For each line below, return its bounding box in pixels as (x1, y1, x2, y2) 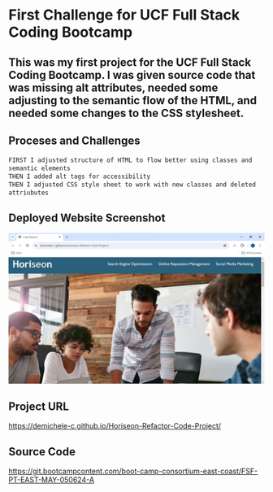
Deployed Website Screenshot (8, 211, 166, 224)
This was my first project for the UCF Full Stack (8, 55, 252, 69)
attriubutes (8, 189, 49, 197)
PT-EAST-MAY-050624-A (8, 475, 95, 485)
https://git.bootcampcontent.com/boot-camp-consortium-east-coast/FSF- (8, 466, 258, 477)
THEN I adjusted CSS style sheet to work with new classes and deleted (8, 181, 256, 189)
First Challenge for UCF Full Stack (8, 6, 240, 24)
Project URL (8, 399, 69, 413)
